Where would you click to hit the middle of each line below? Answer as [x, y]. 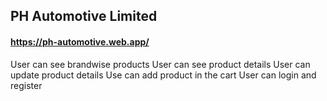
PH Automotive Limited [84, 16]
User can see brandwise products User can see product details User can [160, 64]
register [26, 85]
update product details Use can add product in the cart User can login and [163, 75]
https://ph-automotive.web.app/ [80, 41]
